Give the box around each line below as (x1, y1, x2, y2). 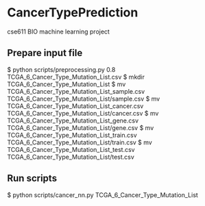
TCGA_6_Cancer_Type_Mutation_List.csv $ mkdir (7, 73, 145, 81)
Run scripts (7, 172, 57, 184)
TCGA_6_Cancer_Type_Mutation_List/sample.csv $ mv (7, 94, 160, 103)
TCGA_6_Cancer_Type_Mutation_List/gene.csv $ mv (7, 123, 154, 131)
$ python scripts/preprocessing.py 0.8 (7, 65, 116, 73)
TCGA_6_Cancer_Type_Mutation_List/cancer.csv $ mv (7, 109, 159, 117)
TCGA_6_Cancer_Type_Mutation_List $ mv (7, 80, 126, 88)
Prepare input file (7, 47, 83, 59)
